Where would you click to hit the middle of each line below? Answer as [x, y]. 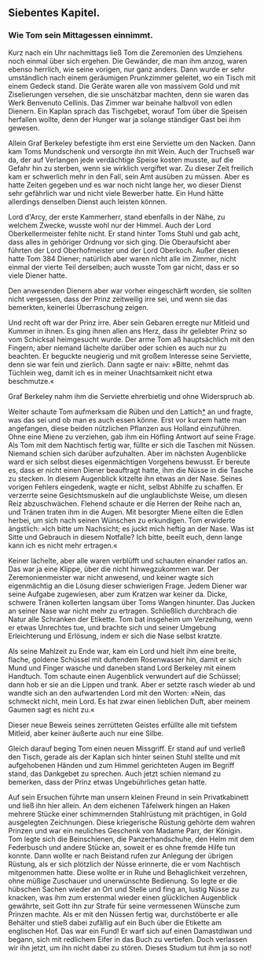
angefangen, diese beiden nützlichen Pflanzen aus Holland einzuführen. [125, 428]
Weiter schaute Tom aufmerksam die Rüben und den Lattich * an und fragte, [131, 412]
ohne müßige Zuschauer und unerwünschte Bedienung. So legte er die [123, 881]
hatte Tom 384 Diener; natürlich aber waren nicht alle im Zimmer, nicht [123, 258]
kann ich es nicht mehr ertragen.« [63, 545]
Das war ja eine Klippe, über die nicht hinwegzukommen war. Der [114, 569]
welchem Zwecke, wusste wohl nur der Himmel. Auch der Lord [110, 225]
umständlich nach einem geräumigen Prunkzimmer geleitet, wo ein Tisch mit [132, 77]
